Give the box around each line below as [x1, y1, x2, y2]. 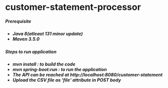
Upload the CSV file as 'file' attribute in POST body [12, 77, 121, 83]
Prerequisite [5, 18, 32, 24]
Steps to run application [5, 49, 57, 55]
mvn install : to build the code [12, 61, 76, 67]
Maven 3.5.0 [12, 36, 40, 42]
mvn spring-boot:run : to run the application [12, 66, 107, 72]
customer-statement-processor [5, 1, 141, 13]
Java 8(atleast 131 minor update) [12, 31, 83, 37]
